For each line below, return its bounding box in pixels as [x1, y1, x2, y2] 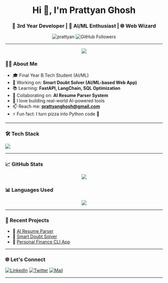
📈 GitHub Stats [5, 161, 43, 168]
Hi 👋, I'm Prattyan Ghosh [32, 5, 136, 16]
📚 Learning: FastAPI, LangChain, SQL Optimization [12, 85, 121, 91]
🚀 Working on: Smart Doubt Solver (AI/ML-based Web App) [12, 79, 137, 85]
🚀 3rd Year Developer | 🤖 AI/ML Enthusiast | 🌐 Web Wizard [12, 23, 156, 30]
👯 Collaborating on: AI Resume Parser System [12, 92, 108, 98]
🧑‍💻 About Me [5, 60, 37, 67]
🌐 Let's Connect [5, 256, 46, 263]
